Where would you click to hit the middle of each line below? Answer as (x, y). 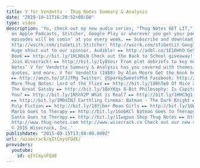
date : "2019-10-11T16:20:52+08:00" (50, 17)
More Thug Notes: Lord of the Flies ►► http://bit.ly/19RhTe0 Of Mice (101, 84)
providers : (20, 144)
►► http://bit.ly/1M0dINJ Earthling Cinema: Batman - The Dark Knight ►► (105, 100)
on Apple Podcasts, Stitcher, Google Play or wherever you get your (98, 34)
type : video (21, 23)
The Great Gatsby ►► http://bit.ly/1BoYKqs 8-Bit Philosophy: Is (94, 89)
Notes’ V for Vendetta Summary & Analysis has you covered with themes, (104, 67)
